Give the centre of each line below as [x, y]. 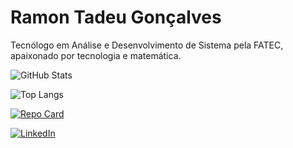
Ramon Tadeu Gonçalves [116, 17]
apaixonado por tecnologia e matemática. [96, 55]
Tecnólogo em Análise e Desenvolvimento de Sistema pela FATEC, [147, 45]
